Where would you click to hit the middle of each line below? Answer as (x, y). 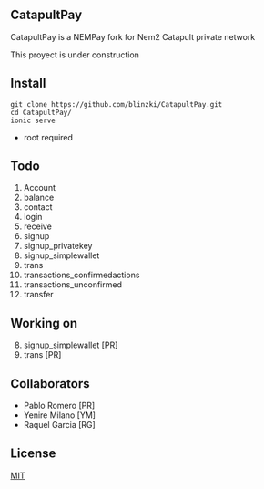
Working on (44, 323)
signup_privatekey (58, 246)
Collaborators (50, 384)
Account (39, 188)
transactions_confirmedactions (81, 275)
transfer (38, 295)
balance (39, 198)
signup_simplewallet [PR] (71, 345)
